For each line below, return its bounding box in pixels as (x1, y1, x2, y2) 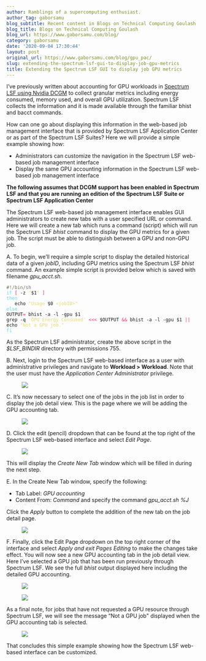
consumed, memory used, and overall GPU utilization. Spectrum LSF (6, 96, 180, 103)
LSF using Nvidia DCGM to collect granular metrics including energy (6, 90, 179, 97)
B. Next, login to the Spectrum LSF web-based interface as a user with (6, 357, 185, 364)
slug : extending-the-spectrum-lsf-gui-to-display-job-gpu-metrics (6, 60, 180, 66)
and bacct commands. (6, 109, 63, 117)
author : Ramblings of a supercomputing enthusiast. (6, 9, 141, 15)
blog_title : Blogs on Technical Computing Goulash (6, 26, 139, 33)
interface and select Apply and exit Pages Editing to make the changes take (6, 544, 198, 552)
